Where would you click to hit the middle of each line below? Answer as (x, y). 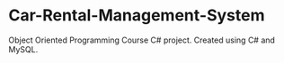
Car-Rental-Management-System (137, 16)
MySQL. (23, 49)
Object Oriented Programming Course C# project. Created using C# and (142, 40)
